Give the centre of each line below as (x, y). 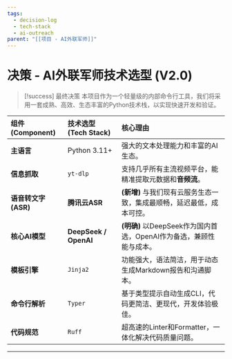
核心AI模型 (28, 237)
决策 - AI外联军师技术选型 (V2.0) (100, 76)
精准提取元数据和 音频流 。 (163, 179)
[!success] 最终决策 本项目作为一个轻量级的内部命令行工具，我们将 (119, 96)
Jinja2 (78, 270)
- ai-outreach (33, 33)
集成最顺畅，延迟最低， (173, 203)
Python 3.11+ (90, 151)
